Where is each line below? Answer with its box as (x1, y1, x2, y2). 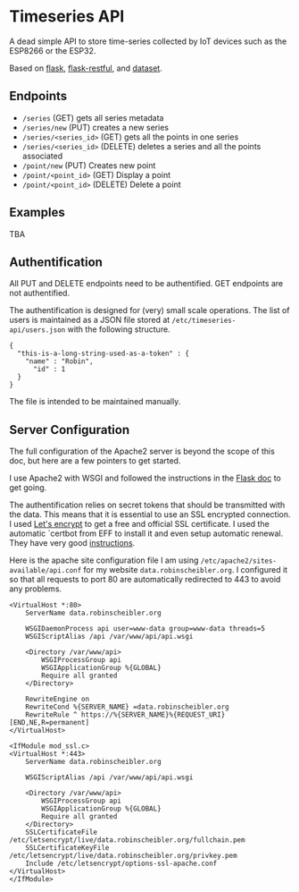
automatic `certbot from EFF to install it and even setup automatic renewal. (9, 528, 284, 539)
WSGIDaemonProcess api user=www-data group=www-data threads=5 (25, 624, 266, 633)
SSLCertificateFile (25, 828, 98, 837)
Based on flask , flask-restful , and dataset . (9, 63, 162, 73)
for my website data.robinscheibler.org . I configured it (83, 565, 288, 575)
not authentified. (9, 288, 70, 299)
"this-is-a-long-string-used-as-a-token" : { (17, 349, 190, 359)
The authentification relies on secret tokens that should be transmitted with (9, 499, 286, 511)
